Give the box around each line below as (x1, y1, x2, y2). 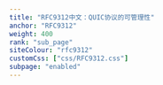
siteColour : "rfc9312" (9, 46, 93, 55)
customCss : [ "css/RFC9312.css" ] (9, 54, 128, 63)
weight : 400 (9, 29, 53, 38)
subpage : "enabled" (9, 63, 81, 72)
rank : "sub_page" (9, 37, 74, 47)
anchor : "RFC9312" (9, 21, 77, 30)
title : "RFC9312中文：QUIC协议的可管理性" (9, 12, 155, 22)
